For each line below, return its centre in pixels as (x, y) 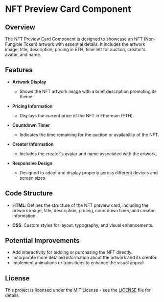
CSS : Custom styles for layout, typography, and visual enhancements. (83, 225)
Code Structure (29, 193)
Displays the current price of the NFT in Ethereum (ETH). (77, 115)
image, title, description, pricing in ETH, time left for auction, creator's (75, 49)
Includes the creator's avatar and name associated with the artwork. (88, 154)
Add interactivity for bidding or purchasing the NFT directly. (72, 252)
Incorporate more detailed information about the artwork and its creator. (85, 258)
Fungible (14, 44)
